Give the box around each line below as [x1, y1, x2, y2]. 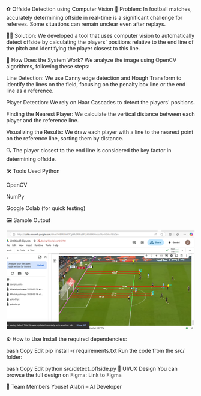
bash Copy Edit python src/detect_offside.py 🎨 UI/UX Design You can [6, 365, 178, 373]
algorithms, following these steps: [6, 63, 90, 70]
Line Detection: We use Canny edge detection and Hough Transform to [6, 74, 182, 82]
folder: [6, 353, 23, 361]
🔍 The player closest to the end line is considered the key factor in [6, 147, 172, 154]
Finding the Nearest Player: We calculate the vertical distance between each [6, 110, 195, 118]
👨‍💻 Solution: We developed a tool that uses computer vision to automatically [6, 32, 195, 39]
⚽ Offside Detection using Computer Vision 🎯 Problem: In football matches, [6, 5, 192, 13]
